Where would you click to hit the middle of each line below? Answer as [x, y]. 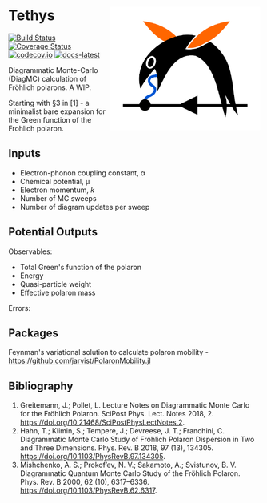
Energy [32, 276]
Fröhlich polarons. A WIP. [50, 87]
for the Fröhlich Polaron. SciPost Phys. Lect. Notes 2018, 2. [117, 414]
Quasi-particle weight [56, 284]
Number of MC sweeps [58, 198]
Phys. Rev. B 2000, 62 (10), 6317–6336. [84, 482]
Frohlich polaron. [36, 128]
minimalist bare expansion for [57, 111]
